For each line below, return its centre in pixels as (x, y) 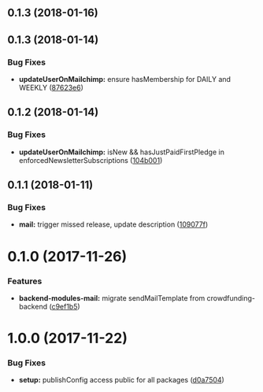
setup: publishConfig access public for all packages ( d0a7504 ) (122, 380)
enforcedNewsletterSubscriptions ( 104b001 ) (91, 160)
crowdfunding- (231, 298)
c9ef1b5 (65, 306)
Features (25, 281)
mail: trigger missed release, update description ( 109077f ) (113, 224)
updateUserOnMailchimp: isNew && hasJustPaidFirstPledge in (122, 152)
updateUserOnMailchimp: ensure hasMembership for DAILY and (125, 80)
